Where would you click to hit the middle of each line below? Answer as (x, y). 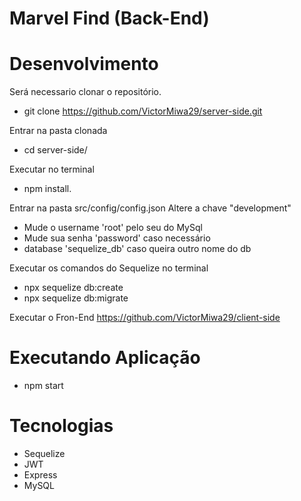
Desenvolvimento (84, 64)
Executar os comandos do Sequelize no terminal (109, 268)
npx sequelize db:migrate (76, 298)
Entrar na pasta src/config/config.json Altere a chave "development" (150, 208)
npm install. (47, 189)
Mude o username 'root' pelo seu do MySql (113, 228)
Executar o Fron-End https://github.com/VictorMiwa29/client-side (145, 318)
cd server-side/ (55, 150)
